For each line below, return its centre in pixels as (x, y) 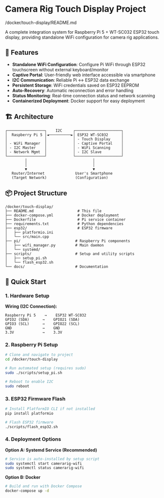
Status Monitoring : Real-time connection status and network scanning (83, 95)
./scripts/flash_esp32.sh (31, 427)
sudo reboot (17, 386)
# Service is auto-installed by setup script (52, 459)
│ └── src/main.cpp (27, 237)
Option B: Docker (23, 477)
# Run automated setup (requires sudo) (46, 368)
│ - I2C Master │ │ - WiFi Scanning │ (64, 148)
